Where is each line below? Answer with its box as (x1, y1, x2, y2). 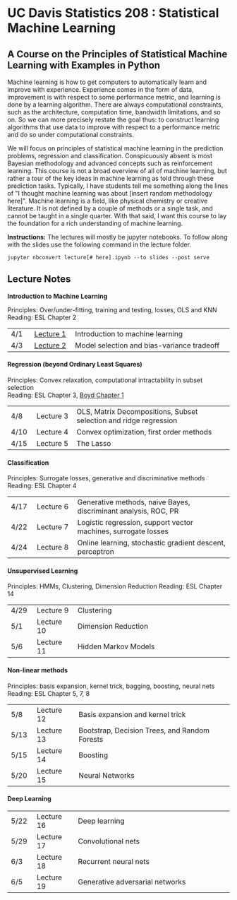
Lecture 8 (36, 543, 69, 552)
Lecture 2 (34, 341, 67, 350)
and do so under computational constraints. (7, 131, 134, 138)
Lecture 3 (36, 411, 69, 421)
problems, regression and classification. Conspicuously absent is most (7, 152, 213, 160)
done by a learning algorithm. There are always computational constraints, (7, 100, 224, 109)
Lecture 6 (36, 502, 69, 511)
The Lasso (76, 439, 111, 449)
